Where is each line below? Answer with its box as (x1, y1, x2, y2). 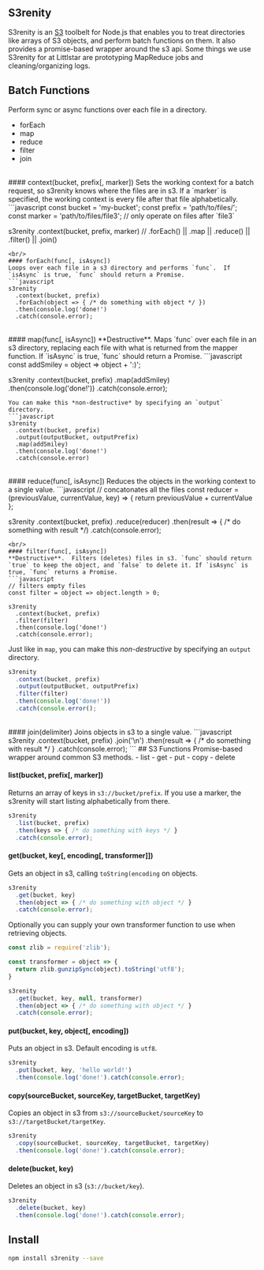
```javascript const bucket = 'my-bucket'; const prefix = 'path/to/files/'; (8, 202, 238, 212)
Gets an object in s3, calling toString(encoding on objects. (8, 869, 199, 878)
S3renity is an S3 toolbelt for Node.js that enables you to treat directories (8, 27, 246, 36)
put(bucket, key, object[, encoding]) (8, 1026, 129, 1035)
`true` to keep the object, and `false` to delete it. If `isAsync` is (8, 561, 248, 569)
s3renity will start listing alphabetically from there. (8, 797, 171, 806)
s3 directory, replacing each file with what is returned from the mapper (8, 343, 238, 352)
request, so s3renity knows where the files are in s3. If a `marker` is (8, 186, 227, 195)
